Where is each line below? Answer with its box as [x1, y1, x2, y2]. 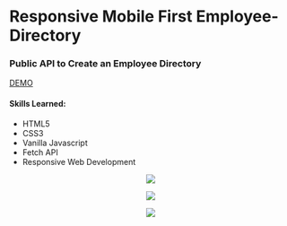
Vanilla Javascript [22, 137, 88, 148]
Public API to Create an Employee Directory [9, 57, 202, 70]
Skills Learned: [9, 99, 66, 109]
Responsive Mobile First [9, 6, 193, 27]
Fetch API [22, 146, 58, 158]
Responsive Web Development [22, 156, 136, 167]
